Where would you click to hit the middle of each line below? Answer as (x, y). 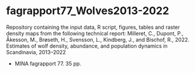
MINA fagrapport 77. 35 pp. (48, 64)
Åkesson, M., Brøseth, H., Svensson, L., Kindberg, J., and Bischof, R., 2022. (98, 39)
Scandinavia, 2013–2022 (36, 52)
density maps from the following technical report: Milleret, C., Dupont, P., (95, 33)
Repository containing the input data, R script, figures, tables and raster (93, 27)
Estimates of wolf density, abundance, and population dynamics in (87, 46)
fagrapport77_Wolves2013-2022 (88, 11)
